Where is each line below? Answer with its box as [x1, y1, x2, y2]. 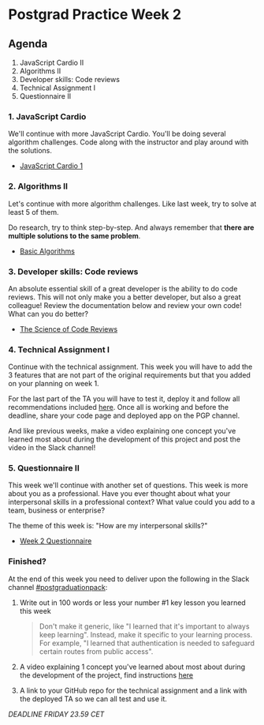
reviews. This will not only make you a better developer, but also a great [8, 292, 241, 302]
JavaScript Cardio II [19, 58, 84, 67]
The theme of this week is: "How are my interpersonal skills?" [8, 521, 208, 531]
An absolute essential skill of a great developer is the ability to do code [8, 284, 238, 293]
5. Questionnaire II [8, 463, 80, 474]
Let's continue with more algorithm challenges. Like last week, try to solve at [8, 199, 257, 208]
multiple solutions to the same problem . [8, 231, 141, 240]
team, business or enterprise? [8, 505, 105, 515]
